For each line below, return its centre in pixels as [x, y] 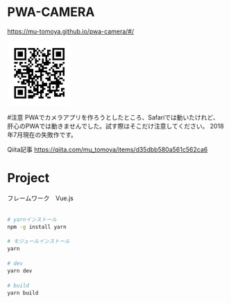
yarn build [23, 293]
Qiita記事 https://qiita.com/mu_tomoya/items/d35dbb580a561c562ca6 [108, 149]
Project [28, 178]
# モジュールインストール [39, 241]
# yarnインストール [32, 220]
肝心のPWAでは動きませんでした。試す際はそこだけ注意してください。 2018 [115, 126]
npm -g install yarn [37, 227]
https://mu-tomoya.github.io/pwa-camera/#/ [71, 31]
